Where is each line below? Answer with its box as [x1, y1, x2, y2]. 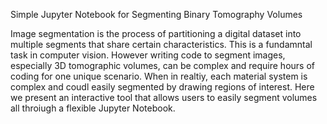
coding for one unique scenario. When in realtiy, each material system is [10, 70, 308, 82]
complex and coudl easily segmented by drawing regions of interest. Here [10, 81, 315, 93]
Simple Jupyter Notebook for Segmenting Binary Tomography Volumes [10, 9, 303, 20]
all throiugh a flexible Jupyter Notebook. [10, 102, 176, 114]
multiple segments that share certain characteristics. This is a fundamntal [10, 39, 313, 50]
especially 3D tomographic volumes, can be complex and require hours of [10, 60, 315, 71]
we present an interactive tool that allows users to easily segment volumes [10, 92, 318, 103]
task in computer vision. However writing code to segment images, [10, 49, 286, 61]
